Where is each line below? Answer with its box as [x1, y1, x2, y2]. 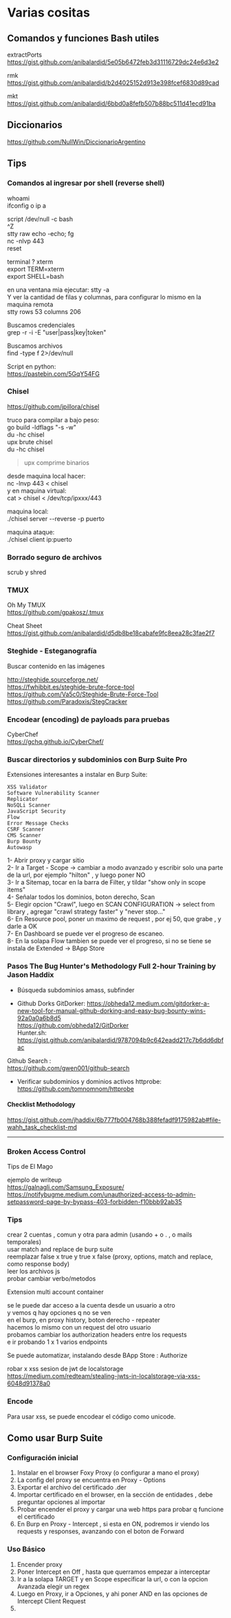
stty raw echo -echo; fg [7, 229, 74, 237]
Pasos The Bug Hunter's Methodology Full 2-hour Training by [7, 961, 217, 971]
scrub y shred [7, 568, 47, 577]
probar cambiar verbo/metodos [7, 1274, 96, 1283]
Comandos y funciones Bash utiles [7, 32, 159, 44]
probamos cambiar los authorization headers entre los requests [7, 1330, 187, 1339]
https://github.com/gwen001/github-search [7, 1064, 130, 1072]
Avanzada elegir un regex [16, 1582, 90, 1590]
